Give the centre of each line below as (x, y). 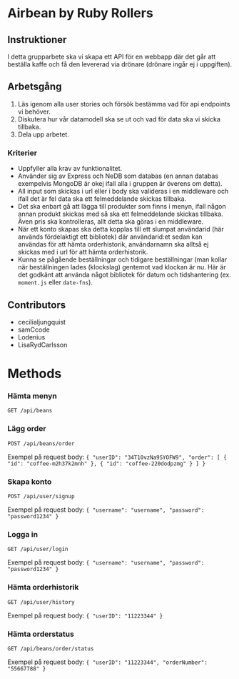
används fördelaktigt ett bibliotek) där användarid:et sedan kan (110, 237)
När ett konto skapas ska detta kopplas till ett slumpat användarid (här (121, 229)
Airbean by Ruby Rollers (80, 13)
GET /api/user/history (41, 602)
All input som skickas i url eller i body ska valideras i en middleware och (123, 192)
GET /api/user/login (38, 549)
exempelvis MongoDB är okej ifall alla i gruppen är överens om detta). (120, 184)
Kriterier (22, 153)
